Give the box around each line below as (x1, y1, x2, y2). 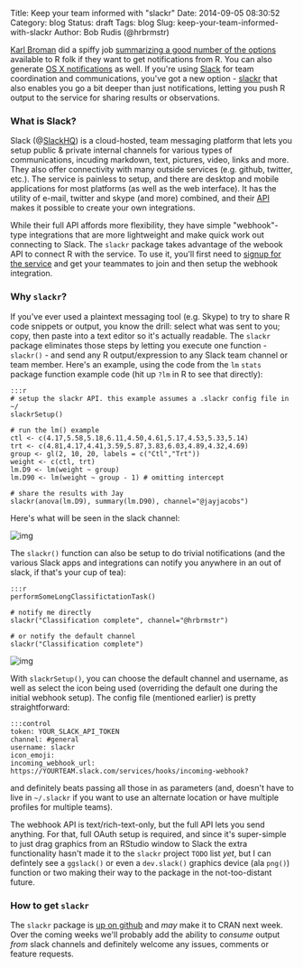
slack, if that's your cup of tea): (10, 566, 127, 577)
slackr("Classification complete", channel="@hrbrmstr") (10, 616, 229, 625)
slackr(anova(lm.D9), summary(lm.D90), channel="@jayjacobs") (10, 497, 249, 506)
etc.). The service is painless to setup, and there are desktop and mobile (10, 173, 280, 184)
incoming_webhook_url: (10, 759, 96, 768)
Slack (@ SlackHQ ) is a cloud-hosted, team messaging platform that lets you (10, 135, 292, 146)
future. (10, 876, 35, 888)
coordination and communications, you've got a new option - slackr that (10, 73, 278, 84)
